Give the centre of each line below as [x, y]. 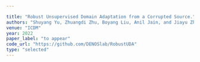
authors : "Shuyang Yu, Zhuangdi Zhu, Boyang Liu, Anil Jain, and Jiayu [97, 22]
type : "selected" [28, 50]
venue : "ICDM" [24, 28]
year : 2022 [20, 33]
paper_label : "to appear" [38, 39]
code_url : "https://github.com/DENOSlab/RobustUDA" [71, 44]
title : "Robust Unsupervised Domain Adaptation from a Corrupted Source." [101, 17]
